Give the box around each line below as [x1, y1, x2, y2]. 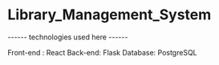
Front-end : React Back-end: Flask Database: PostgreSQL [7, 47, 197, 57]
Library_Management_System [7, 6, 212, 24]
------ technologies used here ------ [7, 32, 128, 42]
